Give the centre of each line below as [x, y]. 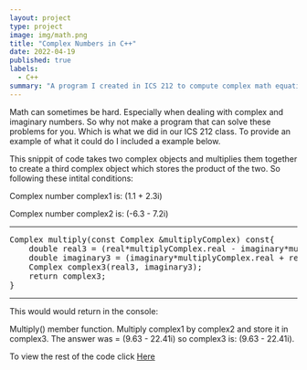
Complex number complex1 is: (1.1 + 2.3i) [86, 196]
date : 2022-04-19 [42, 52]
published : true [40, 60]
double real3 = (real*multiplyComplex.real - [132, 248]
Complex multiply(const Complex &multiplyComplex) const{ [142, 239]
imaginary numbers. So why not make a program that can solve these [140, 122]
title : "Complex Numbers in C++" [73, 43]
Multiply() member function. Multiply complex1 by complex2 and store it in [149, 329]
